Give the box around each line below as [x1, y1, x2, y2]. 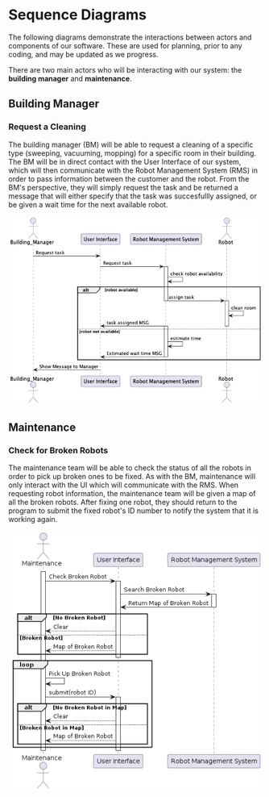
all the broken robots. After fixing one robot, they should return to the [8, 497, 238, 507]
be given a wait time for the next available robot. [8, 199, 168, 209]
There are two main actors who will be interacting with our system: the [8, 65, 242, 74]
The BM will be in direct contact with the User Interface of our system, [8, 156, 242, 166]
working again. [8, 514, 58, 524]
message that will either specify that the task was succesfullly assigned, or [8, 191, 258, 201]
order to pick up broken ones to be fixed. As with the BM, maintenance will [8, 471, 256, 481]
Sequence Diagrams [8, 6, 147, 24]
